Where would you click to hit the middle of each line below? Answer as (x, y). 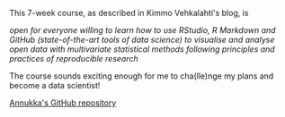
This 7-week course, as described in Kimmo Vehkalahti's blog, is (129, 13)
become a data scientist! (55, 85)
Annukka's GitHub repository (63, 103)
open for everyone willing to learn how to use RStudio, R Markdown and (142, 30)
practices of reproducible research (74, 58)
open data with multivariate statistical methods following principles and (142, 49)
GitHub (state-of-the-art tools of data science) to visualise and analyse (142, 40)
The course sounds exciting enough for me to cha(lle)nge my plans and (142, 76)
